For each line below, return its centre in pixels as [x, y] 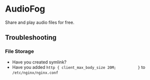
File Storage [19, 51]
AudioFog [25, 9]
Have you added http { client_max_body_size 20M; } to [79, 67]
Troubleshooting [31, 38]
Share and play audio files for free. [40, 22]
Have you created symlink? [39, 62]
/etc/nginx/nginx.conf [35, 73]
